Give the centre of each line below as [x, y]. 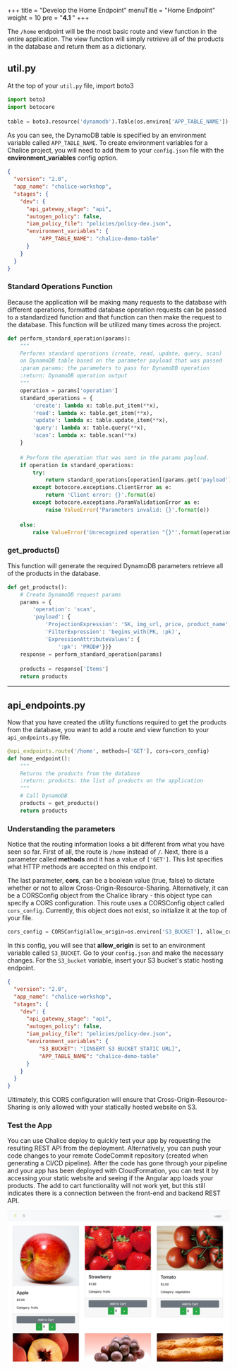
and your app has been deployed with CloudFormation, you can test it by [113, 1171]
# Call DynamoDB [44, 796]
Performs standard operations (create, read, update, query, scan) [121, 353]
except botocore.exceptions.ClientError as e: [102, 488]
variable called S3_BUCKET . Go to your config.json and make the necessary [115, 953]
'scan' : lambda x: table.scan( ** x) [85, 435]
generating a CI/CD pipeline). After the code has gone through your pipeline [117, 1163]
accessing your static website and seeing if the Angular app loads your [110, 1178]
